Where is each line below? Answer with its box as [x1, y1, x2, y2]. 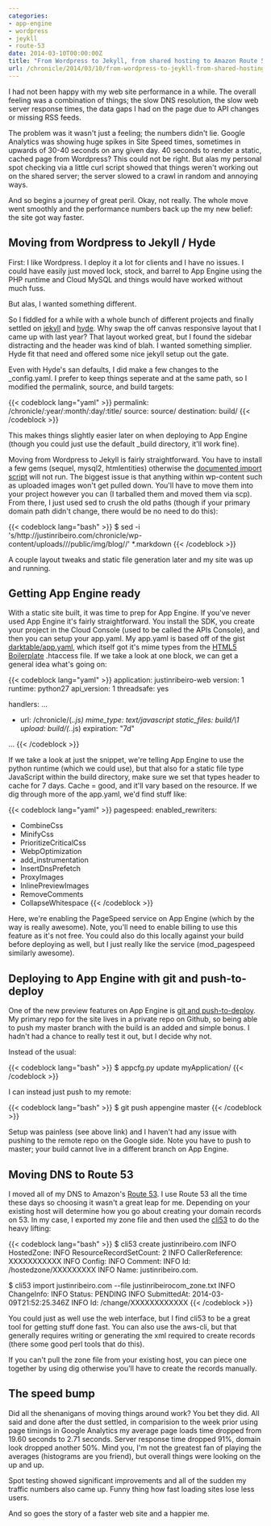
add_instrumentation [19, 855, 89, 865]
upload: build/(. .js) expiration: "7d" [19, 724, 135, 733]
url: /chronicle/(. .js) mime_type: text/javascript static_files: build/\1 [19, 715, 240, 725]
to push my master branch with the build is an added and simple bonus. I [8, 1023, 250, 1033]
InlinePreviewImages [19, 881, 90, 890]
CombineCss [19, 821, 64, 831]
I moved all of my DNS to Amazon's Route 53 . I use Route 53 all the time [8, 1190, 248, 1198]
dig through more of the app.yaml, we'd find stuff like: [8, 789, 187, 799]
